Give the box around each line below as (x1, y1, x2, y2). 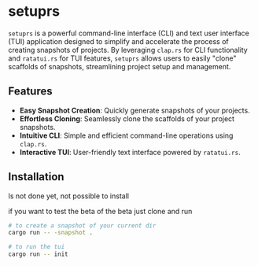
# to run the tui (8, 243, 65, 251)
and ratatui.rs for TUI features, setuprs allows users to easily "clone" (8, 54, 237, 63)
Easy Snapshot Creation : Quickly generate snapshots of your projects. (19, 105, 250, 115)
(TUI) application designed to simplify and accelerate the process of (8, 36, 230, 46)
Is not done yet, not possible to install (8, 191, 130, 201)
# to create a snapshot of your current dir (8, 221, 157, 230)
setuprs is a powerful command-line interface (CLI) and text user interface (8, 28, 250, 38)
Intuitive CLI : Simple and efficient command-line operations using (19, 131, 234, 140)
